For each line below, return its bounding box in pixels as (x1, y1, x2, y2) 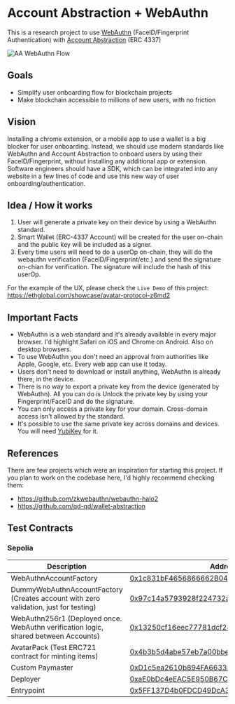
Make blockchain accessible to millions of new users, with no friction (17, 95, 216, 104)
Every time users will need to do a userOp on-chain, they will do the (17, 248, 213, 257)
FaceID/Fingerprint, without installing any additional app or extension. (7, 156, 208, 165)
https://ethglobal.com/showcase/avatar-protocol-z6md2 (7, 291, 171, 299)
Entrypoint (10, 685, 45, 695)
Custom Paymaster (10, 663, 73, 672)
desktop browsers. (17, 345, 72, 353)
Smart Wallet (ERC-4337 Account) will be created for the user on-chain (17, 233, 223, 241)
